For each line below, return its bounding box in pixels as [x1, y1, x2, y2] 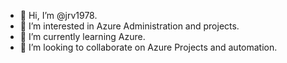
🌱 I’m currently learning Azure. [19, 31, 146, 42]
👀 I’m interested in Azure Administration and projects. [19, 20, 240, 32]
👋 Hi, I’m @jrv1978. [19, 10, 98, 21]
